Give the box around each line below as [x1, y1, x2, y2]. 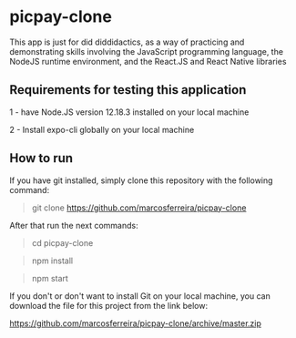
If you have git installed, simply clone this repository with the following [9, 175, 273, 186]
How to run [9, 150, 74, 166]
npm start [31, 272, 68, 283]
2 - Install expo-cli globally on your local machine [9, 124, 195, 135]
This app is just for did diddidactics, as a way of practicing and [9, 36, 245, 47]
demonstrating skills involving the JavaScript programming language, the [9, 46, 284, 56]
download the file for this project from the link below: [9, 300, 208, 311]
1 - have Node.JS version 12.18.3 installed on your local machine [9, 107, 250, 118]
